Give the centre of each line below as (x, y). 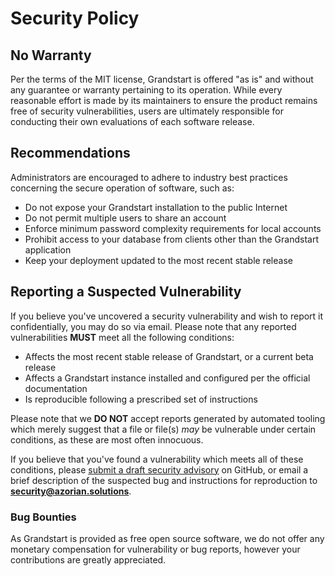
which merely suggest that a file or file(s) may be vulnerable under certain (163, 429)
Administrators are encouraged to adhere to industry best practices (149, 177)
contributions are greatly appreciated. (88, 559)
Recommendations (70, 153)
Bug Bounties (43, 517)
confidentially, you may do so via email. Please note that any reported (153, 326)
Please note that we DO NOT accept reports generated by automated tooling (168, 418)
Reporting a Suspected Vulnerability (126, 292)
